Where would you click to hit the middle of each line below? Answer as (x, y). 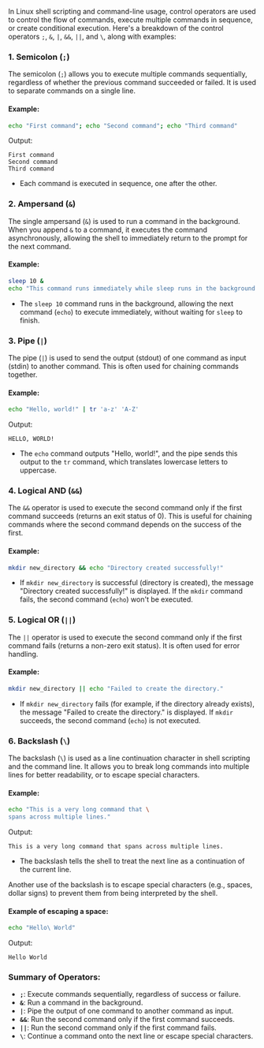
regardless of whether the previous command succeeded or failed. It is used (132, 83)
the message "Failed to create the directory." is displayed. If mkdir (126, 712)
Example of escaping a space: (58, 911)
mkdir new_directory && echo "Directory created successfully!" (116, 568)
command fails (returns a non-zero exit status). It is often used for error (124, 645)
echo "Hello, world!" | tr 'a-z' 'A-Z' (74, 409)
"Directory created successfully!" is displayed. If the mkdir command (131, 591)
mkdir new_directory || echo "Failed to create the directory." (116, 688)
